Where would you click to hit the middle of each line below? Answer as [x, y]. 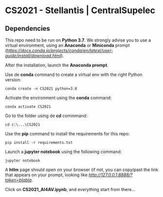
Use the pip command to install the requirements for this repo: [67, 134]
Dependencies [27, 29]
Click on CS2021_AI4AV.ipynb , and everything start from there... [70, 189]
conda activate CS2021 [28, 107]
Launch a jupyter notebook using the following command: [63, 152]
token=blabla [18, 180]
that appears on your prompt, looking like [46, 175]
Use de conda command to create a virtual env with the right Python [74, 75]
